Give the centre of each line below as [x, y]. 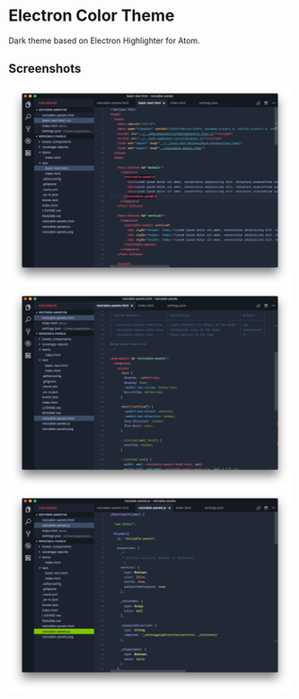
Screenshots [45, 69]
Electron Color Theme [92, 16]
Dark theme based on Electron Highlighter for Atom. [104, 40]
